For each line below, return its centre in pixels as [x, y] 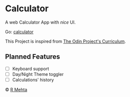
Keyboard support [31, 68]
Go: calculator [19, 32]
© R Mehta [16, 90]
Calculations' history [33, 80]
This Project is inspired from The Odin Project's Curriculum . [66, 41]
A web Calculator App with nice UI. [40, 22]
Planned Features [33, 57]
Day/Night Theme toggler [38, 74]
